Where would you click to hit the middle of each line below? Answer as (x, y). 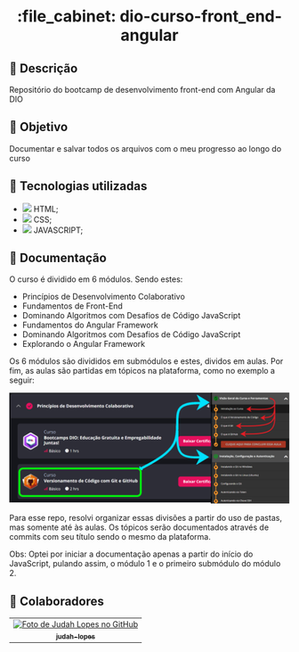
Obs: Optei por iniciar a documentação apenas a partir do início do (131, 554)
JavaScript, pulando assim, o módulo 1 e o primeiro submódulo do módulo (145, 564)
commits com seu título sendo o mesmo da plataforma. (110, 537)
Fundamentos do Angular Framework (90, 325)
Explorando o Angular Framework (84, 344)
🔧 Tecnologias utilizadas (78, 186)
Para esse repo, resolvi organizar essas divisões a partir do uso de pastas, (146, 518)
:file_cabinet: (66, 17)
